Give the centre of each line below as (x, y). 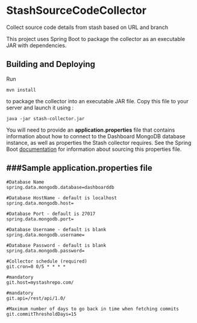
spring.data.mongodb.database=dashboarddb (60, 187)
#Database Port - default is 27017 (51, 214)
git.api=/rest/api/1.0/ (36, 298)
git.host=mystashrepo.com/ (40, 282)
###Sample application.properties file (79, 168)
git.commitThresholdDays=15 (42, 314)
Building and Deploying (51, 64)
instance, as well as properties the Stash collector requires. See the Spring (99, 142)
